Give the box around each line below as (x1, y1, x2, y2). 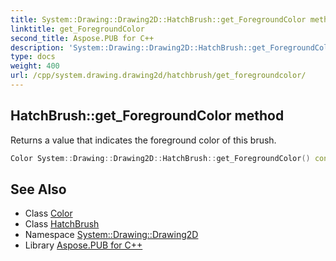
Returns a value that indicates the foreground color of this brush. (10, 134, 277, 146)
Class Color (24, 207, 73, 220)
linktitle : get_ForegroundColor (10, 24, 145, 34)
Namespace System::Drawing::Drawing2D (24, 229, 199, 241)
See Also (10, 181, 67, 198)
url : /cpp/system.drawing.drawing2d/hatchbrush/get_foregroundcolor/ (10, 71, 307, 81)
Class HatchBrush (24, 218, 100, 230)
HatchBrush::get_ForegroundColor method (10, 107, 285, 125)
